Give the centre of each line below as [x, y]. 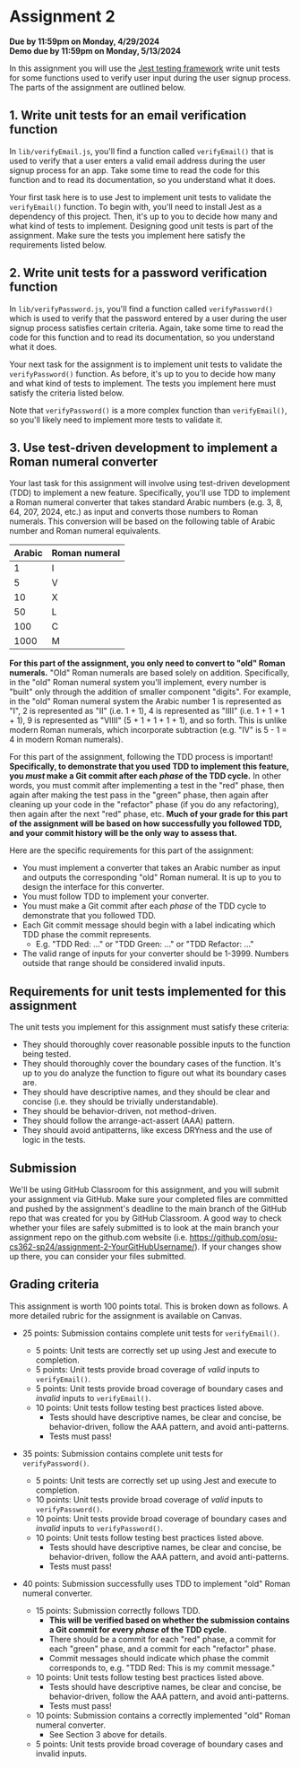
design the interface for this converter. [93, 887]
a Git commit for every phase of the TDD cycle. [138, 1629]
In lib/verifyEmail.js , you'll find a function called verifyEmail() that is [141, 151]
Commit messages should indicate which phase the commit [159, 1658]
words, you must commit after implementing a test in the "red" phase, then [147, 786]
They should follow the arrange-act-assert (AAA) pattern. [128, 1121]
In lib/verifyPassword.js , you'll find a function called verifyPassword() [141, 309]
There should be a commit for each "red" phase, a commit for [163, 1639]
